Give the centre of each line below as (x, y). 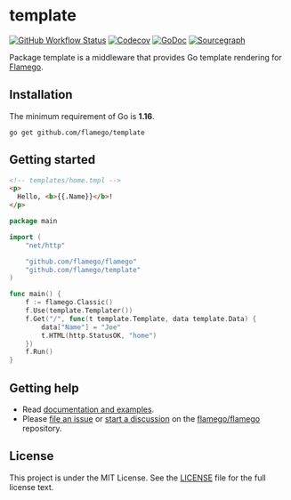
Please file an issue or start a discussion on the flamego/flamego (141, 419)
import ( (25, 237)
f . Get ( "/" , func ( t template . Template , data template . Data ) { (141, 319)
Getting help (44, 388)
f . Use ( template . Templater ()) (79, 311)
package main (33, 222)
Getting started (53, 160)
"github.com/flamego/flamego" (81, 262)
